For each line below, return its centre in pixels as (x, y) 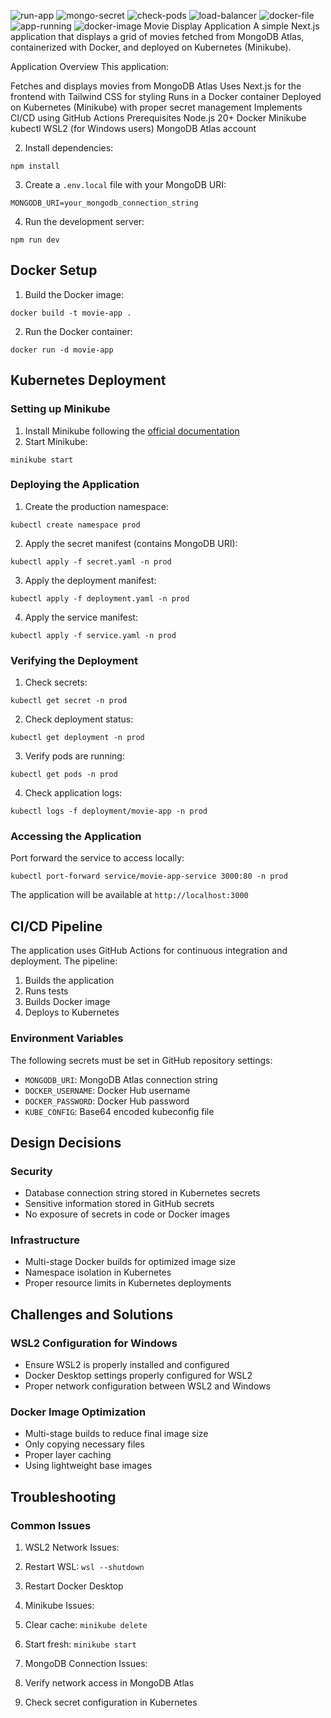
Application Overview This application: (90, 66)
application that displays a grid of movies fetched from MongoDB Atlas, (157, 36)
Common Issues (51, 1525)
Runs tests (46, 991)
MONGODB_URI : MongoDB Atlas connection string (121, 1079)
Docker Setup (54, 270)
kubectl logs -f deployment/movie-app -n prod (109, 811)
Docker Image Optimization (78, 1412)
